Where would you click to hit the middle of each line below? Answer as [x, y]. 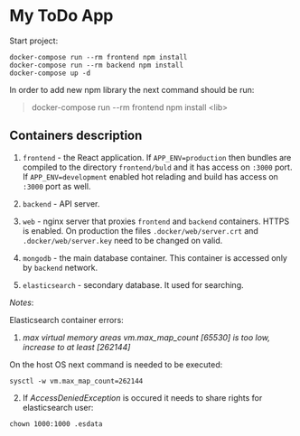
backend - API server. [61, 203]
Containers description [76, 136]
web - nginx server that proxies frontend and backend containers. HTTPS [156, 221]
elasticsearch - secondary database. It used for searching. [133, 284]
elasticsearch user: [58, 407]
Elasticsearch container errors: [66, 320]
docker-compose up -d [50, 73]
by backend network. [60, 267]
